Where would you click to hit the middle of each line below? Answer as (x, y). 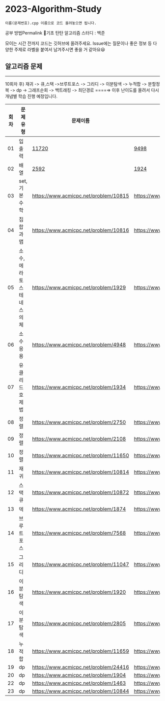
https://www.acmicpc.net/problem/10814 (81, 472)
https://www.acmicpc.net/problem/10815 (81, 195)
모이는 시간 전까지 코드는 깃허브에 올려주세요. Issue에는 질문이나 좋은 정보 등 (79, 43)
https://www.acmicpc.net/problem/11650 (81, 455)
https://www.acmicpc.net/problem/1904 (79, 675)
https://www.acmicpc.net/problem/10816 (81, 230)
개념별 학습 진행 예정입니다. (31, 96)
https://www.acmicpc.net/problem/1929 (79, 287)
